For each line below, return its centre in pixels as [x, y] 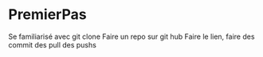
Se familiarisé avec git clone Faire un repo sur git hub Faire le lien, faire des [131, 36]
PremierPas [47, 15]
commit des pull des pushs [53, 44]
